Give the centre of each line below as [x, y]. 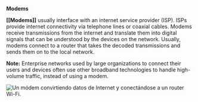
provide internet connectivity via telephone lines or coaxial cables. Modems [99, 27]
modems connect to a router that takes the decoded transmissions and [93, 45]
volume [16, 76]
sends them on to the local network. [50, 52]
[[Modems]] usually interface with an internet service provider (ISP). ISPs [97, 20]
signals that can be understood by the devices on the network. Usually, [93, 39]
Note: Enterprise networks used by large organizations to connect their [94, 63]
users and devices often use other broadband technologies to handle [91, 70]
